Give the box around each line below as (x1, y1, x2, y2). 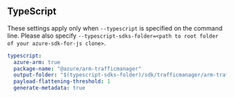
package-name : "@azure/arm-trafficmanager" (13, 65, 141, 72)
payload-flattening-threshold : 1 (13, 78, 111, 85)
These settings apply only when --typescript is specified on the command (7, 24, 223, 32)
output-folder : (13, 72, 58, 79)
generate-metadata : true (13, 85, 86, 92)
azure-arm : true (13, 58, 61, 65)
